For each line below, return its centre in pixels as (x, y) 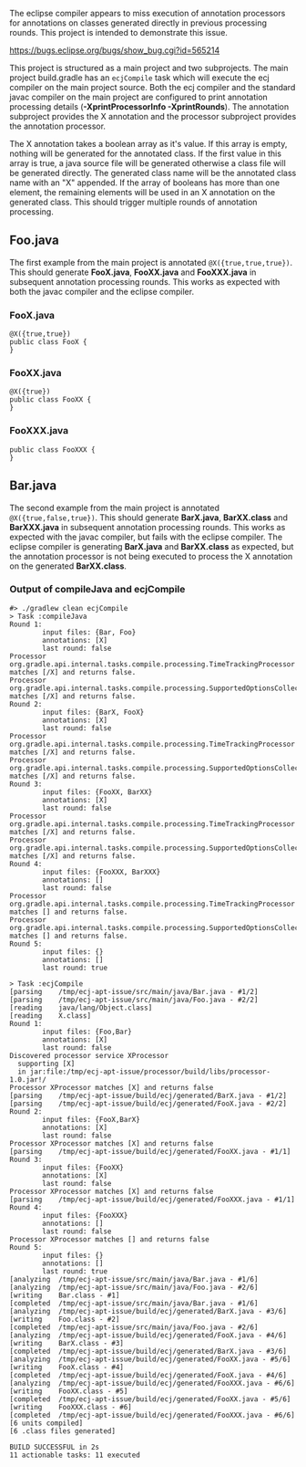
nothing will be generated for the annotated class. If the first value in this (146, 153)
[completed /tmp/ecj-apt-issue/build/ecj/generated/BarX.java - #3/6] (148, 1351)
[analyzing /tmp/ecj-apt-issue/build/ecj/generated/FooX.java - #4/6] (148, 1335)
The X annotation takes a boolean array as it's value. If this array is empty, (148, 144)
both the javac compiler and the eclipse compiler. (102, 291)
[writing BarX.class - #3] (67, 1343)
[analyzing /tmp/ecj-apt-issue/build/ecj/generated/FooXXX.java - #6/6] (153, 1383)
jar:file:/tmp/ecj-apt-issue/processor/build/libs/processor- (150, 1072)
